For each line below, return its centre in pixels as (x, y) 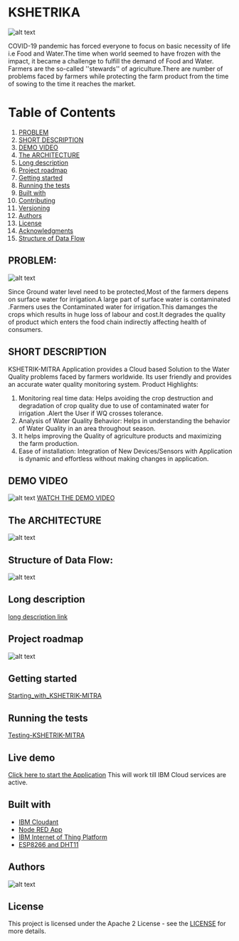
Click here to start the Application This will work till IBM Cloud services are (117, 775)
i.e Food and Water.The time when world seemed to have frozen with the (115, 53)
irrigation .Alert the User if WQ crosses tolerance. (91, 413)
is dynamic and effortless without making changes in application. (113, 458)
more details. (27, 931)
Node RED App (40, 829)
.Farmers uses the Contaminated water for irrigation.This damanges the (113, 306)
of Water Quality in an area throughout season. (87, 428)
